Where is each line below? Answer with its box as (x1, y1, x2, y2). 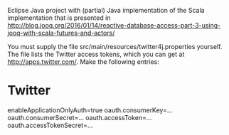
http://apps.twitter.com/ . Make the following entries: (7, 58, 160, 66)
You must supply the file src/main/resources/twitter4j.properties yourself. (7, 43, 223, 50)
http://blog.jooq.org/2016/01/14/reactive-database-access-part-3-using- (7, 21, 221, 29)
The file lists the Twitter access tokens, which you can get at (7, 50, 185, 58)
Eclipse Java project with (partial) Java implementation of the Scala (7, 6, 205, 14)
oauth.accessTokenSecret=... (7, 121, 93, 129)
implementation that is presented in (7, 13, 111, 22)
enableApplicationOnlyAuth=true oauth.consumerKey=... (7, 106, 173, 114)
